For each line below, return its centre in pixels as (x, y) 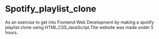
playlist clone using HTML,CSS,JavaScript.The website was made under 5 (79, 27)
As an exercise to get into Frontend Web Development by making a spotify (80, 22)
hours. (11, 32)
